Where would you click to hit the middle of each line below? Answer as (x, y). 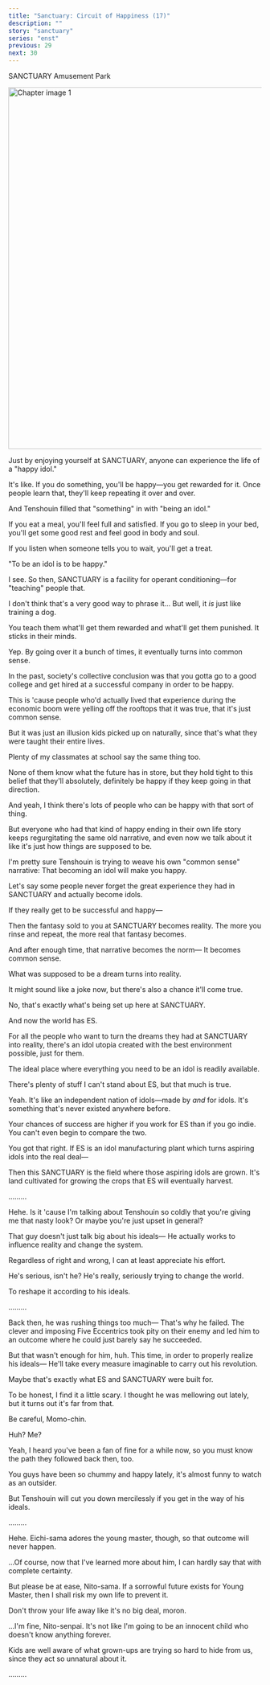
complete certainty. (41, 1571)
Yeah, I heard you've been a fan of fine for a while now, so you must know (131, 1450)
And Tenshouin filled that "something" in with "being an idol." (110, 508)
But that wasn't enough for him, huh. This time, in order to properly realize (131, 1355)
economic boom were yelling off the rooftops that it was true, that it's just (130, 709)
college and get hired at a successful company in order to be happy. (121, 685)
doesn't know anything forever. (60, 1634)
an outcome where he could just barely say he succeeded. (105, 1340)
